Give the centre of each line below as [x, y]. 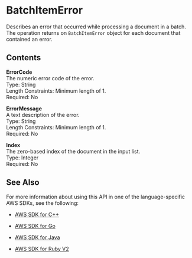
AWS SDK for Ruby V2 [42, 249]
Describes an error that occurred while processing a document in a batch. [96, 27]
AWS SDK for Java [37, 237]
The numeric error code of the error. [50, 78]
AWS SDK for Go [35, 226]
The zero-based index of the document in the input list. [73, 151]
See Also [23, 183]
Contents [24, 58]
